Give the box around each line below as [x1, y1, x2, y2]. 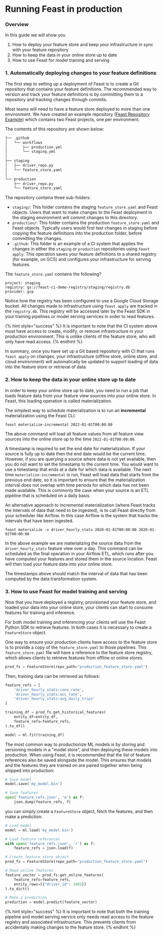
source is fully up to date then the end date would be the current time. [5, 451, 146, 457]
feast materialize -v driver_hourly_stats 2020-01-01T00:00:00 [5, 527, 137, 532]
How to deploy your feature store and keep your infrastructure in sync [12, 42, 153, 48]
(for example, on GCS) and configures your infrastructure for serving [12, 257, 151, 263]
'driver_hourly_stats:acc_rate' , [14, 692, 82, 697]
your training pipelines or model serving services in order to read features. [5, 314, 155, 320]
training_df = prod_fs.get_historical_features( [5, 710, 106, 715]
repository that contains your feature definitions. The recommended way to [5, 86, 157, 92]
